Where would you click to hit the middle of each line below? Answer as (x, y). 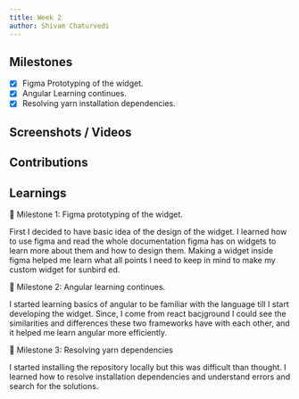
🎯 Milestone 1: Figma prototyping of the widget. (96, 214)
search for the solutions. (54, 387)
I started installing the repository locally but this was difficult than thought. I (148, 368)
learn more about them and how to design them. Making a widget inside (141, 251)
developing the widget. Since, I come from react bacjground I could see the (148, 314)
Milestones (41, 62)
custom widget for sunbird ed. (65, 270)
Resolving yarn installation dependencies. (99, 104)
